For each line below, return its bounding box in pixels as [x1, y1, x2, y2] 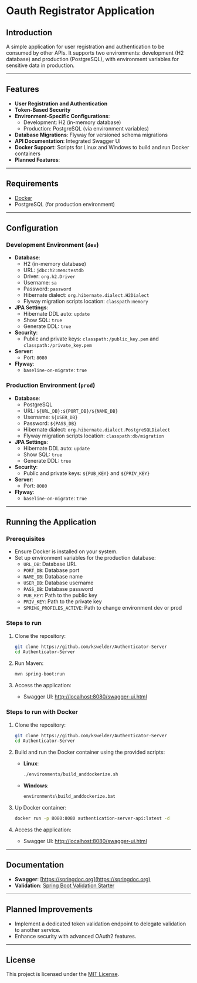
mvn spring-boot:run [14, 671, 65, 677]
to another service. [14, 926, 60, 933]
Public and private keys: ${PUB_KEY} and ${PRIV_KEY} [23, 469, 150, 477]
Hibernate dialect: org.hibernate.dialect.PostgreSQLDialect [23, 426, 171, 433]
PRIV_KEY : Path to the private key [23, 598, 102, 605]
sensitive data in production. [6, 62, 75, 69]
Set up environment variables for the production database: [14, 554, 157, 561]
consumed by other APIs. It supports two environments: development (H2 [6, 49, 184, 56]
